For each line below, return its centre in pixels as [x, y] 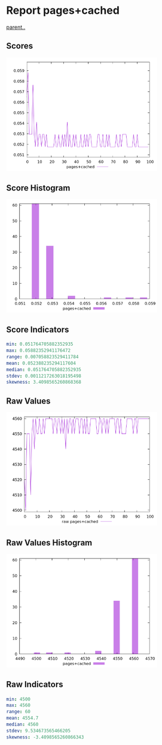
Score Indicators [38, 329]
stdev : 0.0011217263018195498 [44, 376]
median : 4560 [22, 725]
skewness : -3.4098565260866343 [45, 737]
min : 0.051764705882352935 [40, 344]
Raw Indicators [35, 685]
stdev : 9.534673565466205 [38, 731]
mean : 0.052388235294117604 [41, 363]
